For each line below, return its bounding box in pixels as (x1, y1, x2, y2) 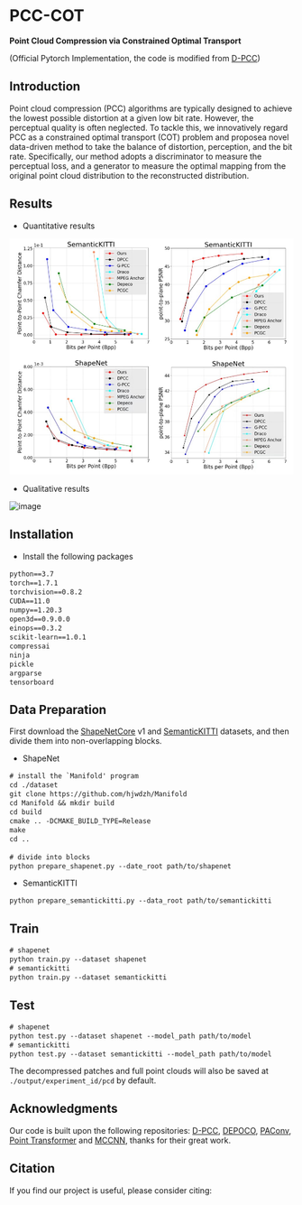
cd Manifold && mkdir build (9, 799, 115, 808)
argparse (9, 669, 42, 678)
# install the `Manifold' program (9, 772, 140, 781)
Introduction (9, 79, 81, 95)
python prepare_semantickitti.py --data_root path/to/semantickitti (9, 896, 272, 905)
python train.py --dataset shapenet (9, 955, 147, 964)
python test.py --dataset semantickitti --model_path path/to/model (9, 1050, 272, 1059)
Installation (9, 527, 74, 542)
